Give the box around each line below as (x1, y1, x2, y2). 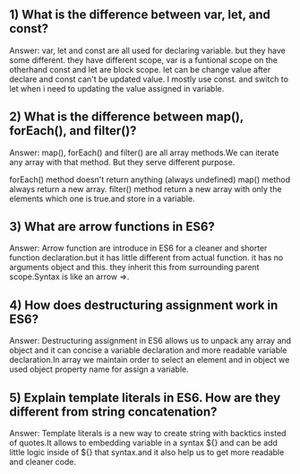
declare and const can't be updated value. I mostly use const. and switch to (9, 74, 289, 84)
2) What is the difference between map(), (9, 110, 244, 125)
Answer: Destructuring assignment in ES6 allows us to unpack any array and (9, 336, 292, 347)
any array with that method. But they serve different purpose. (9, 156, 236, 167)
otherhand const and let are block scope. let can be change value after (9, 64, 271, 75)
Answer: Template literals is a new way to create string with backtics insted (9, 428, 287, 439)
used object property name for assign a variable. (9, 364, 190, 375)
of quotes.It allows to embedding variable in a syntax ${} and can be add (9, 437, 278, 448)
